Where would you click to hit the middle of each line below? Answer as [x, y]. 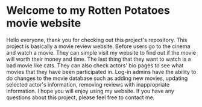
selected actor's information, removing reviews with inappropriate [88, 84]
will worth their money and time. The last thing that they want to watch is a [99, 59]
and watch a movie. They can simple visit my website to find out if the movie [101, 52]
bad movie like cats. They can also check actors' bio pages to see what [95, 65]
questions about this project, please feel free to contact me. [80, 97]
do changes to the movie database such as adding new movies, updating [97, 78]
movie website [44, 23]
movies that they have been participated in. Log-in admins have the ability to [101, 72]
